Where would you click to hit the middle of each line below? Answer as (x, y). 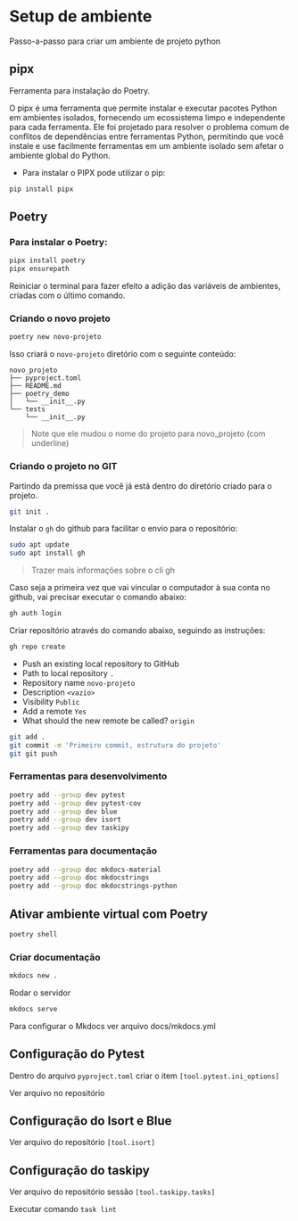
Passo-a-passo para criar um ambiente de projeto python (115, 41)
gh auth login (36, 614)
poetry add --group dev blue (63, 812)
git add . (28, 737)
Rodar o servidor (40, 993)
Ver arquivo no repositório (57, 1093)
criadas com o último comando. (67, 295)
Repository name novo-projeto (79, 682)
